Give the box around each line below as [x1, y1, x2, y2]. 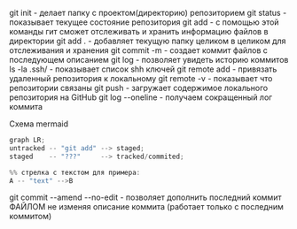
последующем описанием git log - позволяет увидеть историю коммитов [9, 55, 289, 65]
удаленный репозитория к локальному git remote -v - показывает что [9, 73, 273, 83]
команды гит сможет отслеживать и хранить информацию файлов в [9, 27, 269, 36]
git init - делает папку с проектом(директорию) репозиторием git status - [9, 8, 287, 18]
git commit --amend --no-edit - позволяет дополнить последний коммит [9, 192, 282, 202]
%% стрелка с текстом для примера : [9, 168, 141, 177]
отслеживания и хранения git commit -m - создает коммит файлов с [9, 45, 269, 56]
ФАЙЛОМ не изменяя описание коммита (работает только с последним [9, 202, 284, 212]
